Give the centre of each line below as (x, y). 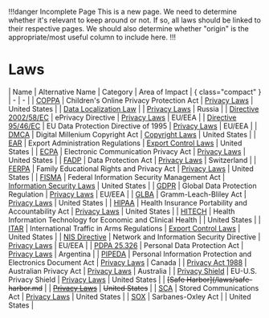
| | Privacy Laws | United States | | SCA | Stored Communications (151, 287)
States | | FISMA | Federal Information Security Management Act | (117, 177)
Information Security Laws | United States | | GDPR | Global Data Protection (132, 185)
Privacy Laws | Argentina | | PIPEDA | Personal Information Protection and (130, 254)
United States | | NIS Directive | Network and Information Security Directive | (134, 237)
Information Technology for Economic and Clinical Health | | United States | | (134, 219)
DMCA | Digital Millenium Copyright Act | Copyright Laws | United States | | (132, 134)
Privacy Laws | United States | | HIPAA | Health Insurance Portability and (128, 202)
